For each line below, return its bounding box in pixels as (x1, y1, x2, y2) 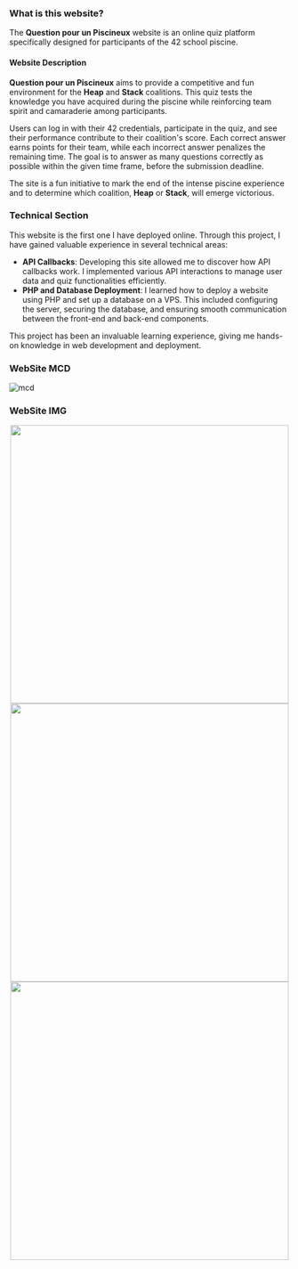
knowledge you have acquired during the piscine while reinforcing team (9, 96, 272, 107)
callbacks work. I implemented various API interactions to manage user (21, 265, 283, 276)
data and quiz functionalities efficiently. (21, 275, 167, 286)
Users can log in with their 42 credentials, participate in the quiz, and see (9, 123, 278, 134)
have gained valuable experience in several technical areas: (9, 239, 229, 249)
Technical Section (9, 209, 89, 222)
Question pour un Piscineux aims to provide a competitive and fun (9, 77, 255, 87)
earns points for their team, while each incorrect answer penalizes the (9, 142, 266, 152)
